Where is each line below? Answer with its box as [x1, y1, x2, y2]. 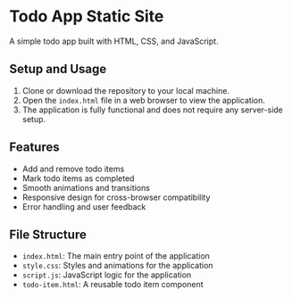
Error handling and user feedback [21, 201, 146, 211]
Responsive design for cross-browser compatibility [21, 192, 211, 203]
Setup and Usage [9, 62, 107, 77]
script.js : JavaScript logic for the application [21, 269, 192, 280]
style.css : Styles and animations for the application [21, 261, 213, 271]
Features [9, 140, 60, 155]
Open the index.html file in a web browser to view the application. [21, 95, 265, 105]
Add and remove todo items [21, 163, 125, 174]
